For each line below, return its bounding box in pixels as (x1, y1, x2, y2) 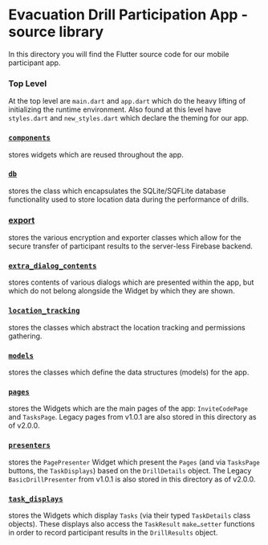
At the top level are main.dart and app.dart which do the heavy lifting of (8, 96, 246, 106)
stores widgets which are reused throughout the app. (8, 150, 185, 159)
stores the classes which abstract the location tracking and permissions (8, 322, 246, 332)
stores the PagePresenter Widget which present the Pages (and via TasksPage (8, 457, 261, 467)
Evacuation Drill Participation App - (8, 6, 249, 24)
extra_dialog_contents (8, 261, 97, 271)
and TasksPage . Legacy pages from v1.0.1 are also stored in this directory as (8, 412, 257, 422)
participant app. (8, 58, 61, 68)
